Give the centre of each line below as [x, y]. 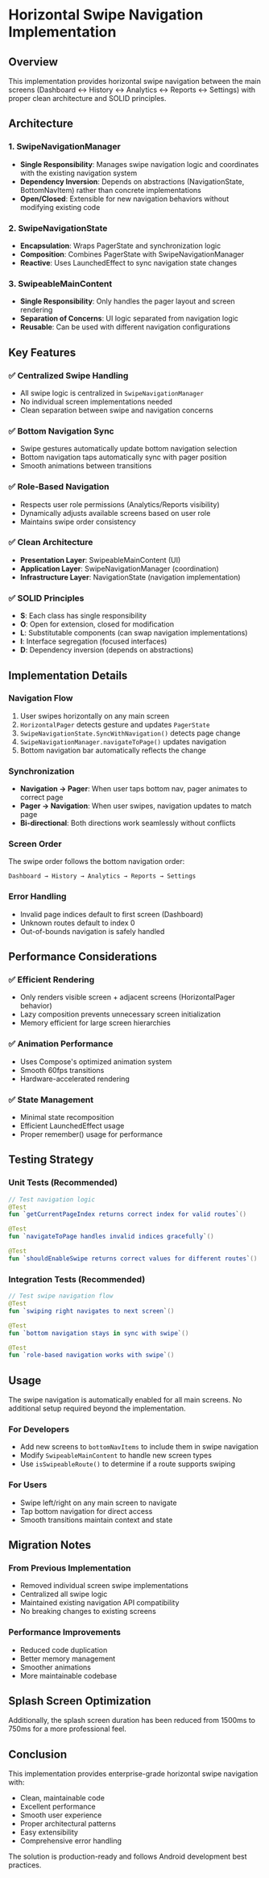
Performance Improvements [65, 1633]
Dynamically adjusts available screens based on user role [115, 513]
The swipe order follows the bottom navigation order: [97, 861]
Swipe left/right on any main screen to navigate [98, 1503]
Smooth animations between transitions [86, 466]
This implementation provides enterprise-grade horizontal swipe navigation [133, 1774]
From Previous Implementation [70, 1568]
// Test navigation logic [52, 1199]
